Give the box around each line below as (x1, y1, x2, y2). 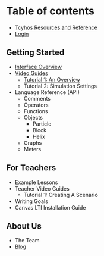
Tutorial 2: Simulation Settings (23, 82, 97, 89)
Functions (23, 107, 48, 114)
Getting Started (6, 48, 65, 58)
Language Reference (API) (14, 88, 80, 96)
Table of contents (6, 4, 95, 18)
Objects (23, 114, 43, 121)
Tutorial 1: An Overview (23, 76, 80, 83)
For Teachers (6, 163, 56, 173)
